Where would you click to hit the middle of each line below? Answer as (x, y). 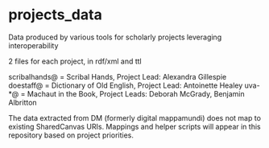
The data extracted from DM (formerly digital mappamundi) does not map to (135, 117)
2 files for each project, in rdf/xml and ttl (75, 61)
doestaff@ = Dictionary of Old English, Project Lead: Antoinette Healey (126, 85)
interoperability (33, 45)
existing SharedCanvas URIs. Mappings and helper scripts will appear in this (134, 126)
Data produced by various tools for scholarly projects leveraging (115, 37)
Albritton (23, 102)
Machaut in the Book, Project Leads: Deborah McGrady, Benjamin (136, 93)
